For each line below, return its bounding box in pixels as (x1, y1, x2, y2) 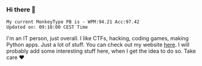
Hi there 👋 (6, 5, 36, 14)
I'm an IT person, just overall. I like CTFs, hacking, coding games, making (6, 35, 189, 42)
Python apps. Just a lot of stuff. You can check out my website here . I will (6, 41, 190, 49)
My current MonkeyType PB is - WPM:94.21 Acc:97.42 (6, 19, 140, 25)
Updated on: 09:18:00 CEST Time (6, 24, 88, 31)
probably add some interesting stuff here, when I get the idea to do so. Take (6, 47, 196, 55)
